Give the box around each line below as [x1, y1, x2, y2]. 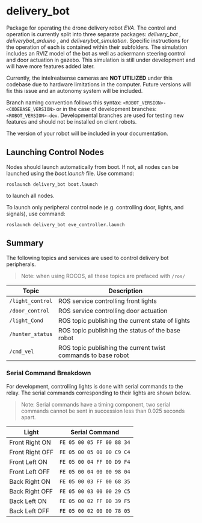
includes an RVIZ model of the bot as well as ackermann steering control [6, 49, 186, 57]
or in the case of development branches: [56, 105, 157, 112]
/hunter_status [9, 331, 53, 337]
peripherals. [6, 261, 36, 268]
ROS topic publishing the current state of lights [58, 316, 191, 325]
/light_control [9, 297, 53, 304]
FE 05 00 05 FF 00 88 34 [59, 439, 130, 446]
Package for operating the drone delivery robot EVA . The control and [6, 24, 177, 31]
